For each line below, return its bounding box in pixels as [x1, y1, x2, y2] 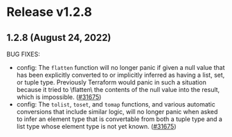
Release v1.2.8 [6, 4, 93, 20]
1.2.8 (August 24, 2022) [6, 32, 111, 44]
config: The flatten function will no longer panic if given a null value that [16, 64, 225, 71]
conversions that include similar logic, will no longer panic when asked [16, 108, 218, 116]
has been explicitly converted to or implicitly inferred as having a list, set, [16, 71, 225, 79]
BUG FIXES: [6, 50, 40, 58]
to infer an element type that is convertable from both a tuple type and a [16, 115, 223, 123]
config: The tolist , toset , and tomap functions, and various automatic [16, 100, 216, 108]
